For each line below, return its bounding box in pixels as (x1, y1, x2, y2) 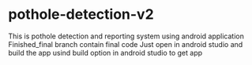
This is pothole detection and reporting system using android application (8, 31, 245, 41)
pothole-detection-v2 (8, 5, 154, 23)
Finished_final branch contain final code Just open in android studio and (8, 39, 243, 49)
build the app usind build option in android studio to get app (8, 48, 203, 57)
